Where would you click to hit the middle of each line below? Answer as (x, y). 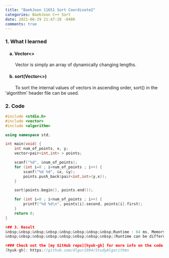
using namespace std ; (28, 135)
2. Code (15, 106)
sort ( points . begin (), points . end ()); (54, 190)
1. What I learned (26, 42)
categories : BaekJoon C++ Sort (38, 15)
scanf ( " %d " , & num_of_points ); (46, 162)
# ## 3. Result (20, 227)
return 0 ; (25, 213)
